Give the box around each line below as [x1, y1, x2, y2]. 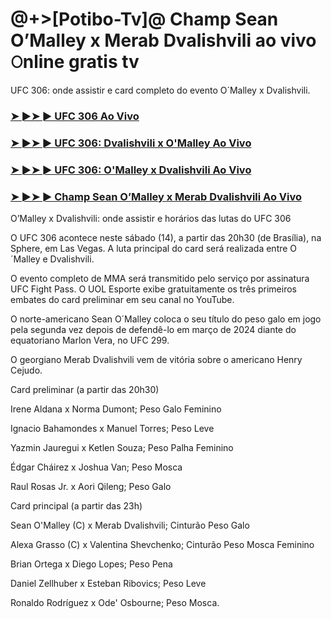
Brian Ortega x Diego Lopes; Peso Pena [10, 558, 173, 570]
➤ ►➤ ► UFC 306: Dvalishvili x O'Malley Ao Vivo [10, 136, 252, 150]
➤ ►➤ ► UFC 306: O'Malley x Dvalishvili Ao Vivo [10, 163, 252, 177]
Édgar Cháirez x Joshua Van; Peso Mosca [10, 461, 183, 473]
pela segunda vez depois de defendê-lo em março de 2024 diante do [10, 324, 297, 335]
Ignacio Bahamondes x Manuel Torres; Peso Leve [10, 423, 215, 434]
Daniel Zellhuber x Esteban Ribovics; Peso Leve [10, 578, 207, 589]
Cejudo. [10, 364, 43, 376]
